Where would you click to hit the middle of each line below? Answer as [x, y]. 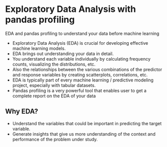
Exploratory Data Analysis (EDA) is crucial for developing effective [80, 43]
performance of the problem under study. [55, 139]
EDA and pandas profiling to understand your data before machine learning [82, 33]
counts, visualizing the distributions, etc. [54, 64]
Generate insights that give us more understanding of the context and [84, 134]
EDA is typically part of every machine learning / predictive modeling [83, 80]
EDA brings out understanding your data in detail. [63, 54]
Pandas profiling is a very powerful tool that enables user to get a [80, 90]
